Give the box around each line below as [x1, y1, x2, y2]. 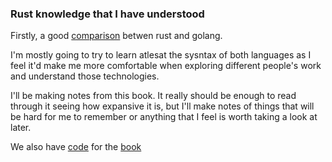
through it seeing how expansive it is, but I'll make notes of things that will [10, 100, 315, 112]
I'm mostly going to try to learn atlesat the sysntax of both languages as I [10, 49, 312, 61]
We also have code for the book [10, 141, 142, 153]
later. [10, 122, 32, 134]
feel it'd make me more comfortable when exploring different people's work [10, 60, 322, 72]
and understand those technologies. [10, 70, 160, 82]
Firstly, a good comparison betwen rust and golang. [10, 30, 223, 42]
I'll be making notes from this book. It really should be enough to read [10, 90, 297, 102]
